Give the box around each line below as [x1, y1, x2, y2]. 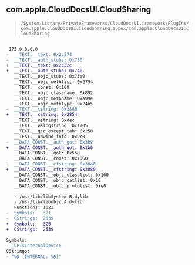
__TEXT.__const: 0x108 [14, 84, 69, 90]
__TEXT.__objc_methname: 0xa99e [14, 95, 93, 101]
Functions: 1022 [14, 204, 54, 211]
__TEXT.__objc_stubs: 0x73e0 [14, 74, 85, 79]
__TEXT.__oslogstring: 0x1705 [14, 123, 88, 129]
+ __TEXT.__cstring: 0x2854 [6, 112, 78, 118]
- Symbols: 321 [6, 210, 51, 216]
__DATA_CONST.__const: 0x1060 [14, 155, 88, 161]
